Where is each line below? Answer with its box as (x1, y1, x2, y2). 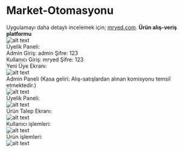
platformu (6, 30, 32, 37)
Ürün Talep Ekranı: (6, 107, 53, 114)
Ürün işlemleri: (6, 133, 43, 140)
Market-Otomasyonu (6, 4, 114, 18)
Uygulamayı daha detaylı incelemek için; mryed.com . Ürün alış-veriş (6, 24, 177, 31)
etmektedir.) (6, 81, 36, 88)
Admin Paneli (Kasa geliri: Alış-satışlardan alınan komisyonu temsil (6, 75, 171, 82)
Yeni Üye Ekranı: (6, 62, 47, 70)
